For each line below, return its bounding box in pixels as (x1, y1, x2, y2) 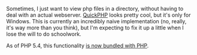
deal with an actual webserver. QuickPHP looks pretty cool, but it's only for (6, 11, 191, 19)
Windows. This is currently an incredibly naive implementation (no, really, (6, 18, 187, 25)
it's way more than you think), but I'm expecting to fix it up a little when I (6, 24, 184, 31)
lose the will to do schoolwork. (6, 30, 82, 38)
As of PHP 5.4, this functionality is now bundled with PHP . (6, 42, 149, 49)
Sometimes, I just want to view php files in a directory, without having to (6, 5, 184, 12)
